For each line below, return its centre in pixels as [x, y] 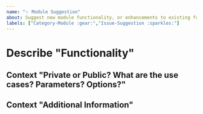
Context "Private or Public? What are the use [92, 75]
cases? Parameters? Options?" [66, 84]
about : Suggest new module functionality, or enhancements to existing [98, 17]
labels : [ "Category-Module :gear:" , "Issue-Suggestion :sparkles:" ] [93, 23]
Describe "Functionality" [70, 53]
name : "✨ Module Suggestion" [43, 12]
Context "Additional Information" [70, 105]
